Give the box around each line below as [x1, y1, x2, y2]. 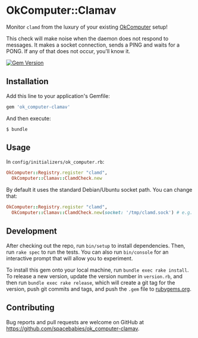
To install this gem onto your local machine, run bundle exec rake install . [6, 266, 189, 274]
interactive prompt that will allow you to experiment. [6, 254, 133, 262]
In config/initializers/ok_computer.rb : [6, 158, 105, 165]
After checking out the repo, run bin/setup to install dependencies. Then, [6, 242, 186, 249]
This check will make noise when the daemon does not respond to [6, 35, 169, 42]
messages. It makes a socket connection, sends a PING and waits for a [6, 41, 180, 48]
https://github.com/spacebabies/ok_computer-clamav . [6, 325, 140, 332]
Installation [6, 76, 49, 87]
